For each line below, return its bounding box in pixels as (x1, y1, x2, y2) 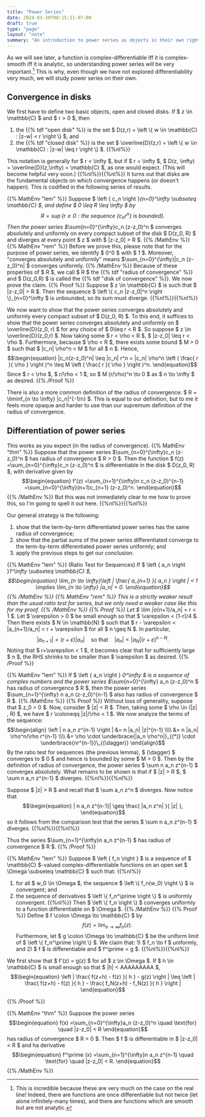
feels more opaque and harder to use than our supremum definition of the (7, 401, 192, 408)
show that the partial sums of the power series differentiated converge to (15, 536, 200, 544)
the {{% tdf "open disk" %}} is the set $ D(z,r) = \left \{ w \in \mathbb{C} (15, 126, 198, 134)
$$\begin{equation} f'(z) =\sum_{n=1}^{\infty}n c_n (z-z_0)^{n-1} (21, 477, 184, 485)
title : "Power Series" (7, 9, 64, 15)
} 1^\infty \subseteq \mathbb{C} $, (7, 567, 92, 575)
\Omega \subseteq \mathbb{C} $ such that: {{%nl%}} (7, 868, 142, 875)
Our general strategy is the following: (7, 511, 100, 519)
